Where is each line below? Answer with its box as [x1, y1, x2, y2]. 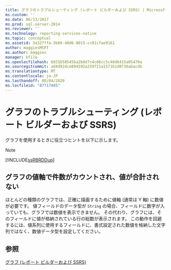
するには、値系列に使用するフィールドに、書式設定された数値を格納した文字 [5, 222, 166, 228]
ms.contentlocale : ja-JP [5, 74, 58, 79]
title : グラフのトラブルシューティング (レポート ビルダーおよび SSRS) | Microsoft [5, 7, 167, 13]
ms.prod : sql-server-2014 [5, 21, 60, 27]
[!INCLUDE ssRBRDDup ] [5, 157, 55, 163]
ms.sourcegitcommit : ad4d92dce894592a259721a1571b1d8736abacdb [5, 64, 142, 69]
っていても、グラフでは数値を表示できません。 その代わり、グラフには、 [5, 209, 157, 216]
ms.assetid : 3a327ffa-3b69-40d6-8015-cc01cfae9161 [5, 41, 115, 46]
